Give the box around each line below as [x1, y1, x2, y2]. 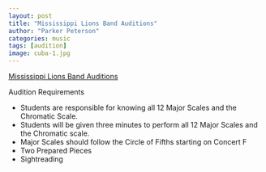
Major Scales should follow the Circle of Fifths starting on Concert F [19, 137, 247, 146]
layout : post [8, 11, 53, 20]
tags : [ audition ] [8, 42, 67, 50]
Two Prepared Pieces [19, 146, 92, 155]
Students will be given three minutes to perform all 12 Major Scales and [19, 120, 258, 129]
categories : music [8, 34, 71, 43]
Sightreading [19, 154, 63, 164]
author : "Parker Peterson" [8, 27, 100, 35]
